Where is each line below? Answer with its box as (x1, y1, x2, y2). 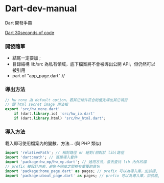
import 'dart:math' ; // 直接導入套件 (5, 155, 78, 160)
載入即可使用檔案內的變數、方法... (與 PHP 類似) (5, 141, 102, 147)
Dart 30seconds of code (5, 30, 55, 35)
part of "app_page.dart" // (12, 73, 65, 79)
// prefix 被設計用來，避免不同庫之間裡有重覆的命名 (5, 164, 100, 169)
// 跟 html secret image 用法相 (5, 102, 69, 107)
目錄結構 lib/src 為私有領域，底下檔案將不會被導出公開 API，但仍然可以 (12, 61, 156, 67)
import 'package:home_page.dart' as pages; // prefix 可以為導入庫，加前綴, (5, 168, 158, 174)
